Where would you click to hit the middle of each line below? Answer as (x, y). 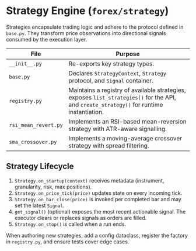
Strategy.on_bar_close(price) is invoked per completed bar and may (98, 199)
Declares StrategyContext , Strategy (117, 73)
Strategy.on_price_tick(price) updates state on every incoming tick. (98, 193)
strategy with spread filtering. (109, 146)
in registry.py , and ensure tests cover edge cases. (68, 242)
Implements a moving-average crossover (125, 138)
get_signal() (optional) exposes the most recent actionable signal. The (100, 211)
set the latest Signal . (39, 205)
